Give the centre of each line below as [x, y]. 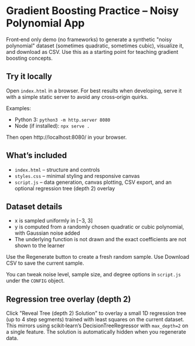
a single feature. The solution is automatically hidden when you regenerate [96, 332]
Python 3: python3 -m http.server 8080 [62, 119]
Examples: [18, 108]
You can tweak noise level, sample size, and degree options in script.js [94, 275]
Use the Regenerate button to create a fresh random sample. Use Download [97, 257]
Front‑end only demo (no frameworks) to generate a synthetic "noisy [89, 39]
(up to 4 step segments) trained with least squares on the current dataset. [95, 320]
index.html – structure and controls [57, 169]
